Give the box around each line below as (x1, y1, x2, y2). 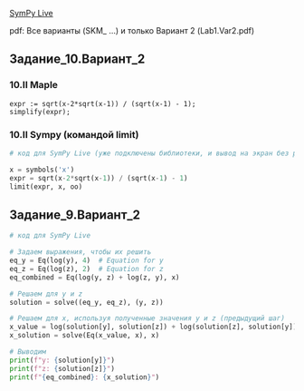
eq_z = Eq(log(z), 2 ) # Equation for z (9, 264, 165, 273)
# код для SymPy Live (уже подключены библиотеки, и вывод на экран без (9, 149, 290, 158)
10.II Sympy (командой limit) (9, 128, 139, 141)
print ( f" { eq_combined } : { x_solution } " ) (9, 372, 160, 382)
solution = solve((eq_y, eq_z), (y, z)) (9, 298, 165, 307)
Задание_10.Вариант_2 (9, 52, 146, 67)
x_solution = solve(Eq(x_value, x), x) (9, 331, 160, 340)
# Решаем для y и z (9, 289, 83, 298)
